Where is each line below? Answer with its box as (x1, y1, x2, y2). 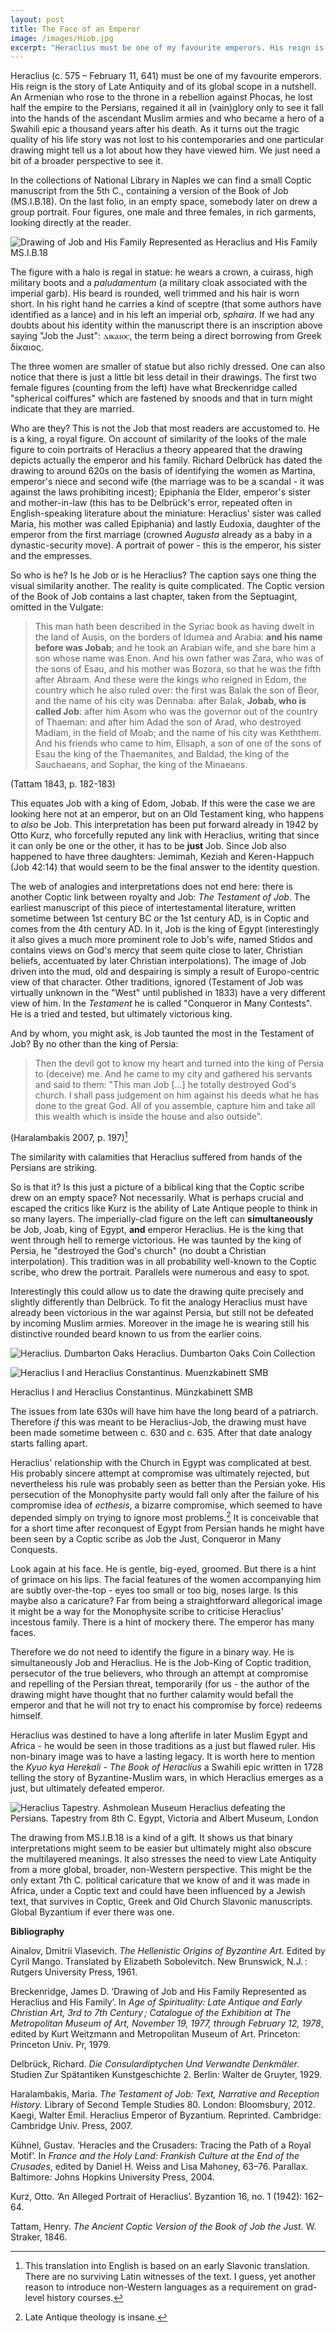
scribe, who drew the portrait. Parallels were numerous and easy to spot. (10, 1266, 310, 1278)
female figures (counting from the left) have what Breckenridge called (10, 382, 298, 394)
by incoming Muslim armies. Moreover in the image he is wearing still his (10, 1317, 310, 1329)
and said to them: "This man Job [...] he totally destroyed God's (34, 1079, 297, 1091)
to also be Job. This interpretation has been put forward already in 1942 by (10, 819, 319, 831)
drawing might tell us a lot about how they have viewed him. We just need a (10, 144, 321, 156)
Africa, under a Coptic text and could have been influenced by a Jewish (10, 1884, 306, 1896)
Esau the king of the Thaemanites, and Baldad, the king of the (34, 748, 290, 760)
